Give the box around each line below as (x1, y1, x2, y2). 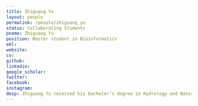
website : (6, 47, 28, 53)
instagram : (6, 85, 33, 91)
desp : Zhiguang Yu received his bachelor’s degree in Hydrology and (6, 91, 178, 97)
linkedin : (6, 63, 31, 69)
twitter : (6, 74, 28, 80)
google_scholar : (6, 69, 46, 75)
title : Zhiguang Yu (6, 8, 54, 15)
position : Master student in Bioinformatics (6, 36, 117, 42)
